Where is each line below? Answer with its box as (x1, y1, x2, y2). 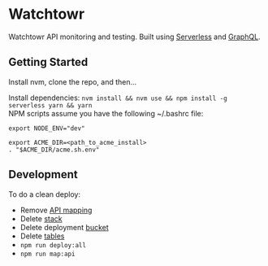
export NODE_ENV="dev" (8, 124, 85, 133)
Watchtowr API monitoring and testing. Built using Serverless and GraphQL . (8, 32, 262, 41)
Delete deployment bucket (19, 222, 110, 232)
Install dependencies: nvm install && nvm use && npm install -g (8, 93, 227, 102)
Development (8, 168, 79, 181)
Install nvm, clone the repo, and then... (8, 76, 137, 86)
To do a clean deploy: (8, 189, 81, 199)
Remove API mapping (19, 205, 93, 215)
